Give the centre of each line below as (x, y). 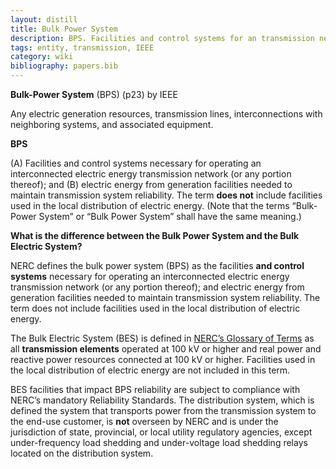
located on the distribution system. (82, 453)
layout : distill (44, 19)
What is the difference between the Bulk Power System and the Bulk (155, 235)
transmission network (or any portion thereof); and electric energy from (157, 287)
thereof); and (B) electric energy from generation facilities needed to (151, 184)
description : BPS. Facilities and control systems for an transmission (162, 38)
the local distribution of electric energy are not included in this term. (150, 370)
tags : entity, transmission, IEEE (82, 47)
